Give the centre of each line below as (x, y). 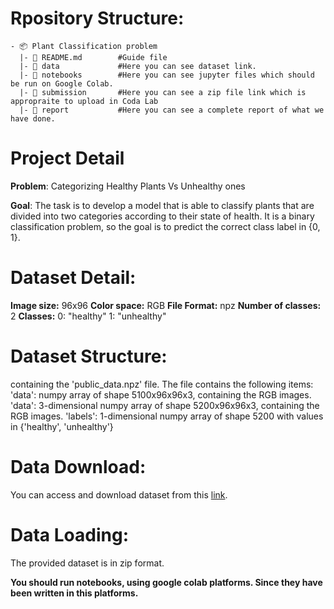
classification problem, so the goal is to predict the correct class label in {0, (165, 226)
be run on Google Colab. (62, 83)
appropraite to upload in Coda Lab (84, 101)
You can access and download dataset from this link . (119, 494)
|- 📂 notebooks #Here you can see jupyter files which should (167, 75)
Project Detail (67, 158)
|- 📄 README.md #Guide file (93, 57)
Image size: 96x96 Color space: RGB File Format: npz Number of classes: (166, 305)
